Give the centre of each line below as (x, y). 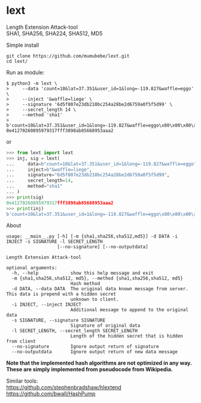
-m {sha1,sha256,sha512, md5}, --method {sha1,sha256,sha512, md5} (98, 279)
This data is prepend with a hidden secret (61, 294)
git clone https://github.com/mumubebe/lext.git (68, 56)
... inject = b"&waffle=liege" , (49, 169)
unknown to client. (95, 300)
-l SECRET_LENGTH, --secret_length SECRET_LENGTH (74, 331)
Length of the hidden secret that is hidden (127, 336)
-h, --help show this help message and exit (83, 273)
